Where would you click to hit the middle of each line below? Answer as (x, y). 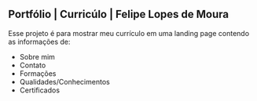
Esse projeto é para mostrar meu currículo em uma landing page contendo (129, 33)
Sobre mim (37, 56)
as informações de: (39, 41)
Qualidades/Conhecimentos (64, 81)
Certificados (40, 90)
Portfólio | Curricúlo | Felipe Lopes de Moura (119, 14)
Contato (33, 65)
